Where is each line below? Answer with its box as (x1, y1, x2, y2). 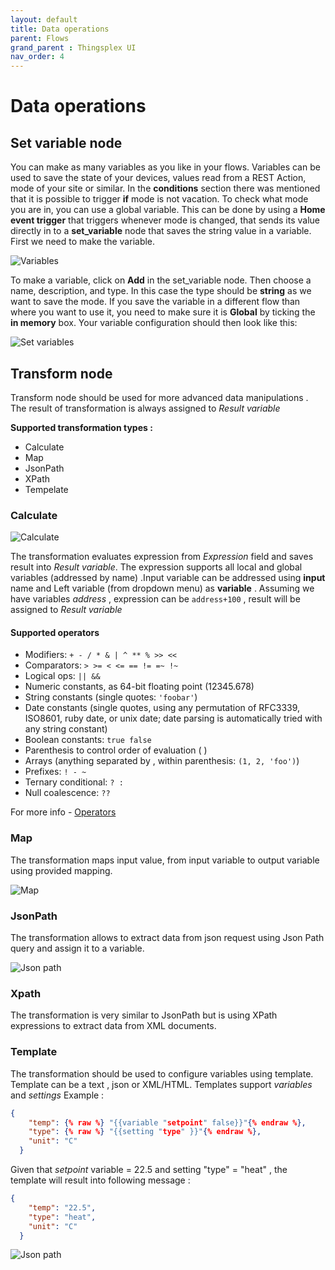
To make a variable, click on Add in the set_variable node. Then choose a (10, 274, 312, 286)
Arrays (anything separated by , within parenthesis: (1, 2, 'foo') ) (24, 755, 300, 767)
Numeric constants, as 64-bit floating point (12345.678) (24, 681, 255, 693)
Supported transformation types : (10, 421, 153, 433)
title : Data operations (10, 24, 110, 34)
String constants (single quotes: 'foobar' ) (24, 691, 198, 703)
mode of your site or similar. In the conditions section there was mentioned (10, 182, 321, 195)
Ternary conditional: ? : (24, 776, 124, 788)
